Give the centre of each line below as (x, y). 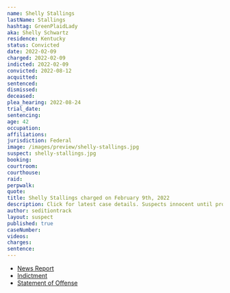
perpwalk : (21, 186)
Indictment (32, 276)
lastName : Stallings (37, 20)
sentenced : (23, 84)
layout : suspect (30, 217)
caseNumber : (24, 230)
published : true (30, 223)
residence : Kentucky (37, 39)
